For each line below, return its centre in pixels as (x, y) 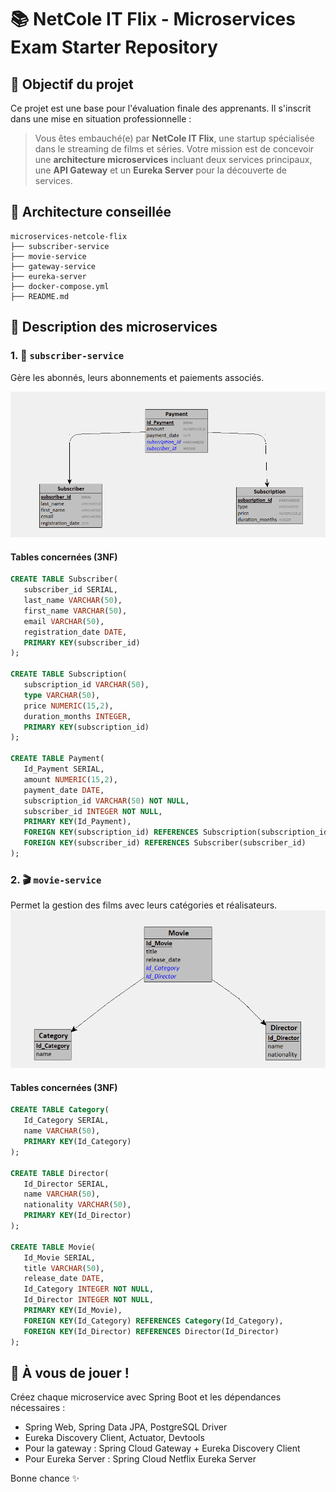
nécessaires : (38, 1408)
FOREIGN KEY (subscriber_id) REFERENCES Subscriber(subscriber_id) (165, 843)
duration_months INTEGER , (77, 716)
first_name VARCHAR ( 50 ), (75, 611)
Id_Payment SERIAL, (64, 769)
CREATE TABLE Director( (60, 1173)
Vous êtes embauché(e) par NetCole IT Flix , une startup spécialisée (174, 138)
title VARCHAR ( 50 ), (64, 1268)
